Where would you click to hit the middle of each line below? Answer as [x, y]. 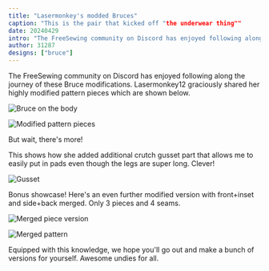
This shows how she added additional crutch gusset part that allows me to [131, 155]
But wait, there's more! [46, 140]
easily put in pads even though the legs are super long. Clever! [112, 164]
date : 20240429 [34, 30]
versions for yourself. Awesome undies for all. [84, 258]
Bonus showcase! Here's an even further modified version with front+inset [131, 194]
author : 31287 [32, 46]
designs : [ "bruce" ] [41, 53]
